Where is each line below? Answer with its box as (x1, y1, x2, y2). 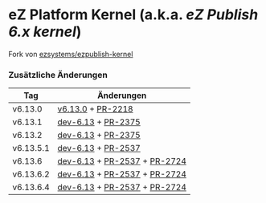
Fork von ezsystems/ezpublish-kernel (8, 49, 133, 59)
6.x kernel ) (8, 22, 82, 41)
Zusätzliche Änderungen (8, 69, 108, 80)
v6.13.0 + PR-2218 (57, 104, 134, 115)
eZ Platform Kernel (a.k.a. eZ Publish (8, 6, 259, 24)
